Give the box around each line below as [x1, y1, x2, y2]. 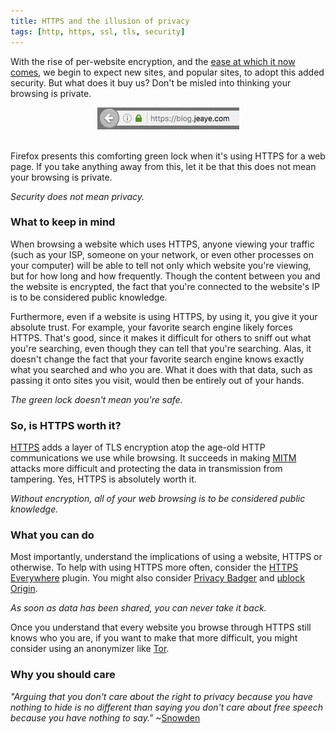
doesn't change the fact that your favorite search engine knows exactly [10, 353, 305, 365]
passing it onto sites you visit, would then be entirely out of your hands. [10, 374, 305, 386]
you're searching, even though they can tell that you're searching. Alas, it [10, 342, 312, 354]
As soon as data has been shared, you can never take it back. [10, 602, 267, 614]
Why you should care [10, 668, 116, 682]
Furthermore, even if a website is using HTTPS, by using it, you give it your [10, 310, 318, 322]
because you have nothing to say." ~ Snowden [10, 711, 201, 724]
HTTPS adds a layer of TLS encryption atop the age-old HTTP [10, 441, 266, 454]
